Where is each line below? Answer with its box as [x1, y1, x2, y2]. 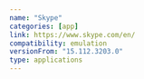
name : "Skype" [9, 13, 63, 23]
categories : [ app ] [9, 22, 79, 31]
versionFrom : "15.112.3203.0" [9, 47, 124, 56]
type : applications [9, 55, 83, 64]
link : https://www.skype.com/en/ [9, 30, 136, 39]
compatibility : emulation [9, 38, 107, 48]
